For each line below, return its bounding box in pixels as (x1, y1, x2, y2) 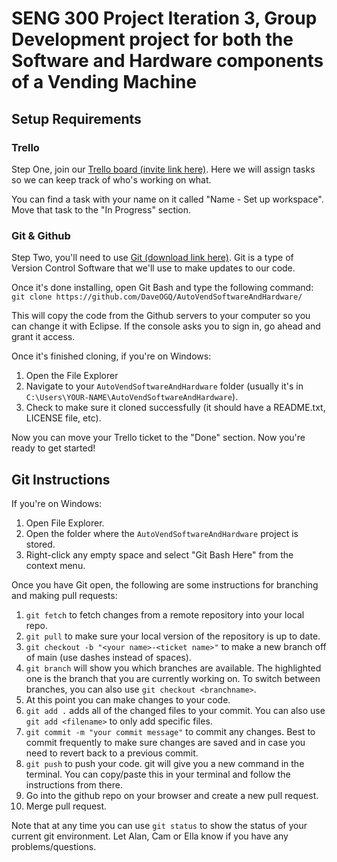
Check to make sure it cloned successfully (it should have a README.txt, (25, 402, 326, 414)
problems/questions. (11, 840, 97, 852)
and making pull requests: (11, 589, 118, 601)
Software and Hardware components (11, 50, 324, 72)
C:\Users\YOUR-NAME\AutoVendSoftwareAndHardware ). (25, 391, 239, 403)
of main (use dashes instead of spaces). (25, 651, 192, 663)
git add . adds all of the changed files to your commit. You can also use (25, 704, 326, 716)
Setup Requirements (11, 110, 142, 127)
